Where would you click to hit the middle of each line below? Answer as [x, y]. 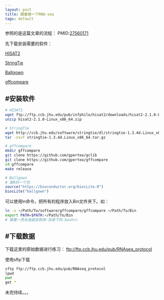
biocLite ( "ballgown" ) [27, 192]
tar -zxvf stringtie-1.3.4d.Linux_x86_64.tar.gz [55, 137]
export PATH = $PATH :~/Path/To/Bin [39, 215]
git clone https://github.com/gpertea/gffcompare [57, 160]
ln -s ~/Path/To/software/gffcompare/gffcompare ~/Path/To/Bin [71, 211]
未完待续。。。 [18, 293]
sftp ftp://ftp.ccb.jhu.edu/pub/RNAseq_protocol [55, 269]
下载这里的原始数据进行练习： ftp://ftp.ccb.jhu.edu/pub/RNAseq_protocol [79, 249]
